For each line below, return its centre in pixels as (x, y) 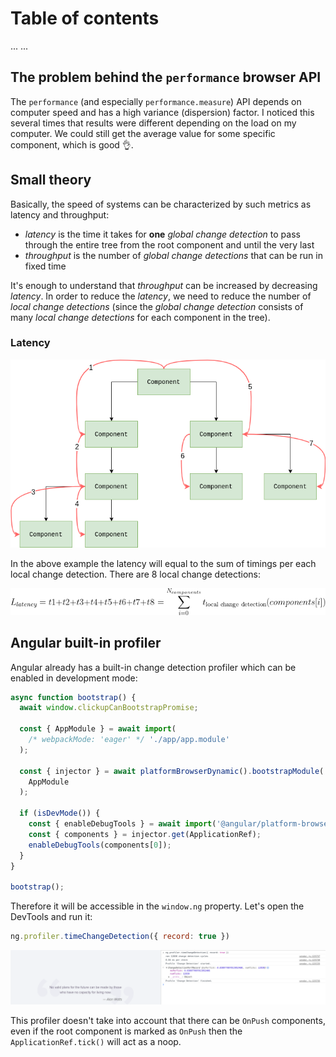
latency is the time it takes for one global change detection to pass (162, 234)
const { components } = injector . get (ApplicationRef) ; (145, 834)
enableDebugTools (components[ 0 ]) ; (100, 845)
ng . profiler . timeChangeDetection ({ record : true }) (120, 937)
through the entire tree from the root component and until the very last (169, 244)
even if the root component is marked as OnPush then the (126, 1031)
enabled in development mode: (74, 678)
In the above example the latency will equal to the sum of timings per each (163, 564)
